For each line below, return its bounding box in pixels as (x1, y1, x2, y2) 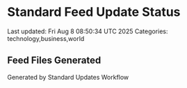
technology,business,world (7, 34, 85, 42)
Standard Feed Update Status (7, 4, 181, 20)
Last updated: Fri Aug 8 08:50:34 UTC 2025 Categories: (7, 27, 168, 35)
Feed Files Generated (7, 55, 101, 67)
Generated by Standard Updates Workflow (7, 73, 129, 81)
